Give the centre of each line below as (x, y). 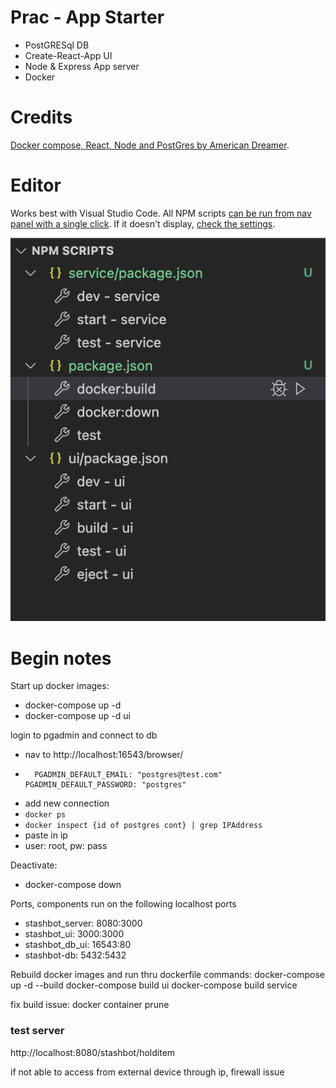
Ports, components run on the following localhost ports (123, 904)
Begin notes (61, 658)
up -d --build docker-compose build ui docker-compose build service (154, 985)
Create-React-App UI (68, 55)
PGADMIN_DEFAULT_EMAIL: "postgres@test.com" (128, 775)
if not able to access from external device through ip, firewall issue (147, 1072)
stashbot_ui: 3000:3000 (74, 934)
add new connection (67, 803)
